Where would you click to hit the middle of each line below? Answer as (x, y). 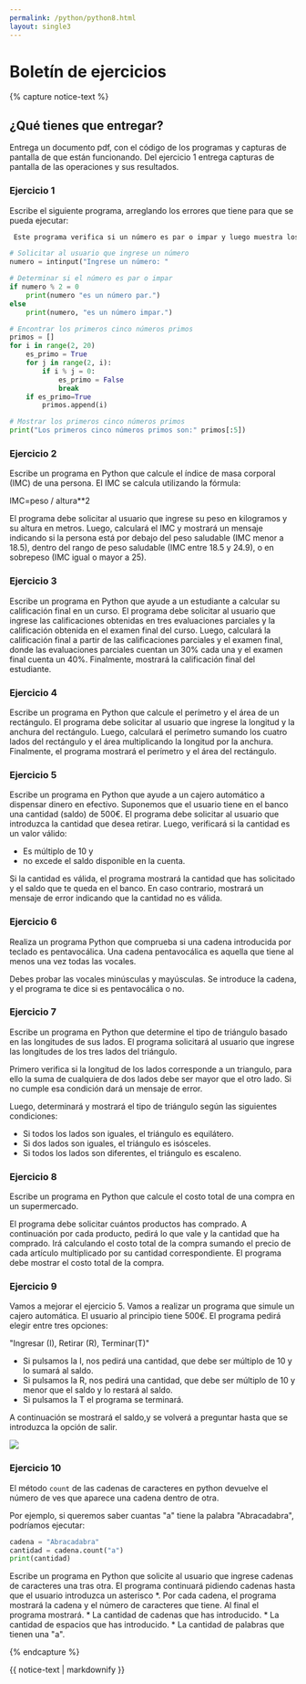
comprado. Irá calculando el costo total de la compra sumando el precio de (150, 1244)
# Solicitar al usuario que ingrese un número (99, 253)
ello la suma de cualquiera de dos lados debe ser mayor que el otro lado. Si (151, 1079)
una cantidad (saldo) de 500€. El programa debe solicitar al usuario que (144, 815)
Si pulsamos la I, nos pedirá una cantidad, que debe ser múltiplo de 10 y (158, 1361)
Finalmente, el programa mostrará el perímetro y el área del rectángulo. (143, 751)
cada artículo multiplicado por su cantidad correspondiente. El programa (146, 1253)
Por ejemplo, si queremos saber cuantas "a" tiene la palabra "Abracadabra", (152, 1515)
